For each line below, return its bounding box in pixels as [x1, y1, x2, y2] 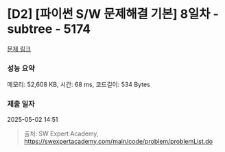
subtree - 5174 [7, 21, 91, 37]
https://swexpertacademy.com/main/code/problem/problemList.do [23, 137, 213, 145]
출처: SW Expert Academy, [23, 129, 99, 138]
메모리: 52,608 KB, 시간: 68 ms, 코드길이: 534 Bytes [7, 80, 151, 89]
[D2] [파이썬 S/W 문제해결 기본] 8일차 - [7, 6, 220, 22]
